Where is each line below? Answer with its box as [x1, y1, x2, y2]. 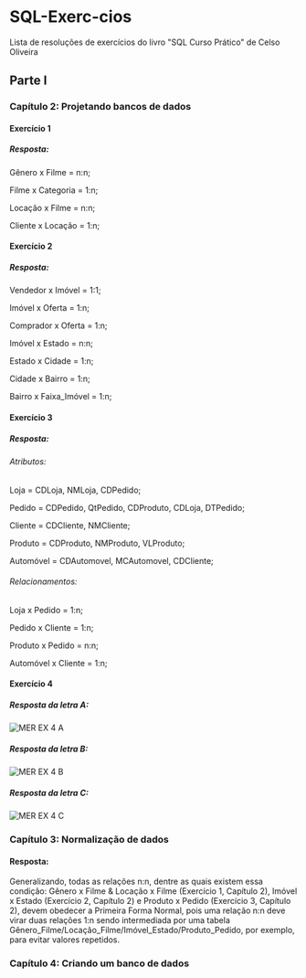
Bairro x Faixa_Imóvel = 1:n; [9, 391, 112, 402]
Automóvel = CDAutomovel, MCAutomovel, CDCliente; [9, 555, 215, 566]
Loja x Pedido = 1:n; [9, 604, 84, 615]
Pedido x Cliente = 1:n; [9, 622, 94, 633]
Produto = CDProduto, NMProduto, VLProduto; [9, 537, 185, 548]
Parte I [9, 73, 47, 89]
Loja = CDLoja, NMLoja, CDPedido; [9, 484, 142, 495]
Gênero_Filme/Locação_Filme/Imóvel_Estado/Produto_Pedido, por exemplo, [9, 925, 295, 936]
